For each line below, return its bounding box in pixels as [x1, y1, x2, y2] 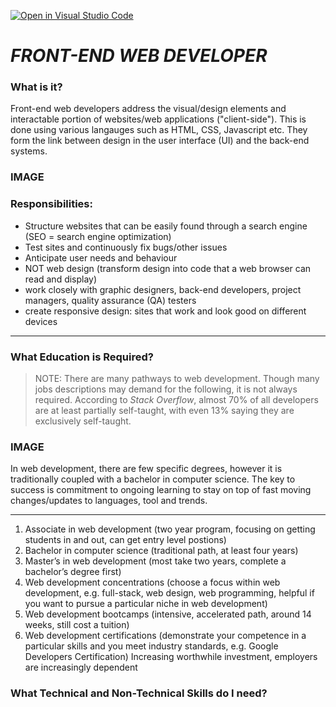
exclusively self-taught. [34, 415, 132, 427]
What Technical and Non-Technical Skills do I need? [10, 686, 268, 700]
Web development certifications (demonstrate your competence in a [24, 630, 307, 642]
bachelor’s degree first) [24, 566, 122, 578]
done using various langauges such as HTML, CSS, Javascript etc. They [10, 124, 308, 136]
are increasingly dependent [24, 661, 138, 674]
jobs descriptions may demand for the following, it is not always [34, 383, 298, 395]
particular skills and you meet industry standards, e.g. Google [24, 640, 279, 652]
